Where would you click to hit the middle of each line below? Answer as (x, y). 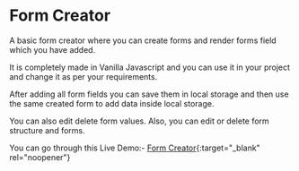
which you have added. (53, 49)
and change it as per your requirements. (84, 76)
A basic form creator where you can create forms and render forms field (143, 40)
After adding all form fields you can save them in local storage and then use (149, 94)
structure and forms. (47, 130)
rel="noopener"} (40, 157)
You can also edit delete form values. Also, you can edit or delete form (139, 121)
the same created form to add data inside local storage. (112, 103)
